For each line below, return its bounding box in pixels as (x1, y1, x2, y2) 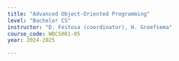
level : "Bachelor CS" (7, 17, 71, 24)
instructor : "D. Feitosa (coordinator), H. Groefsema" (7, 23, 173, 30)
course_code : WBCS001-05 (7, 30, 81, 38)
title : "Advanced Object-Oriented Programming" (7, 10, 151, 18)
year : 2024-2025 (7, 37, 55, 44)
